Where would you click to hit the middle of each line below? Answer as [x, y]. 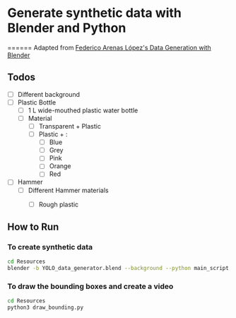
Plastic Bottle [37, 102]
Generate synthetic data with [95, 13]
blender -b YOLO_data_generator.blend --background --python [99, 269]
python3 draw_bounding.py [45, 308]
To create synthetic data [50, 247]
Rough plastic [59, 204]
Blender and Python [67, 28]
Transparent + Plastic [70, 126]
